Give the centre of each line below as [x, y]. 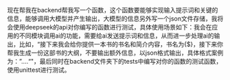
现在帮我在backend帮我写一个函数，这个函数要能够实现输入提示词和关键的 [113, 10]
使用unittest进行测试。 [39, 70]
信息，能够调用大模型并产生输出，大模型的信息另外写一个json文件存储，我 [112, 18]
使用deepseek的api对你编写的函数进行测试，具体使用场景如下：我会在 [112, 27]
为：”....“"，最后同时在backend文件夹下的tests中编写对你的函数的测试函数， [115, 61]
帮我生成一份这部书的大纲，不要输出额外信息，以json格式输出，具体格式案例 [115, 53]
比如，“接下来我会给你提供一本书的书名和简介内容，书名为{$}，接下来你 [121, 44]
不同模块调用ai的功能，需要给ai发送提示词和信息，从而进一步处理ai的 [116, 36]
